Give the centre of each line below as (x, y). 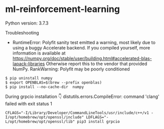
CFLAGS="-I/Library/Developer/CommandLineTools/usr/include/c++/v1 (77, 113)
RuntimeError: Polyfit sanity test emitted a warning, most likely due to (84, 42)
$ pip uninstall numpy (29, 78)
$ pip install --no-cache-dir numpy (45, 87)
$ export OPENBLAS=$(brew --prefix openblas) (53, 82)
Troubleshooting (22, 32)
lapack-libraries (29, 63)
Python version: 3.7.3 (27, 23)
